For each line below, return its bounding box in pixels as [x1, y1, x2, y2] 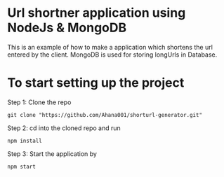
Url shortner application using [7, 5, 186, 21]
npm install [7, 137, 42, 144]
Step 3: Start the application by [7, 149, 97, 158]
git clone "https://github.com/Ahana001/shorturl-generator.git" [7, 111, 202, 118]
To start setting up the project [7, 75, 185, 91]
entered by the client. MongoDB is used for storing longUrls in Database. [7, 50, 218, 59]
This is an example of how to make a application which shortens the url [7, 43, 213, 51]
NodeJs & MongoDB [7, 20, 127, 36]
